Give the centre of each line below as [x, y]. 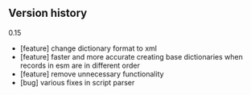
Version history [48, 13]
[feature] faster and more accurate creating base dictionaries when [131, 56]
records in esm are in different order [80, 65]
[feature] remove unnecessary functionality [92, 74]
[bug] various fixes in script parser [77, 82]
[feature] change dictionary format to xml [88, 48]
